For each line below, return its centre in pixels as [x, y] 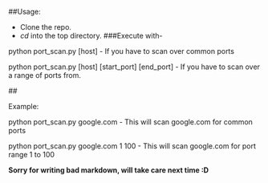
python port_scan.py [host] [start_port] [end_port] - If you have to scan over [134, 67]
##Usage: [25, 12]
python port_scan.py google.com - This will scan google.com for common [130, 122]
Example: [24, 106]
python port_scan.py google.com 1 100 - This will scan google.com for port [132, 146]
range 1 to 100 [31, 155]
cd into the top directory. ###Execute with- [91, 36]
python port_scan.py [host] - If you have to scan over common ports [122, 51]
